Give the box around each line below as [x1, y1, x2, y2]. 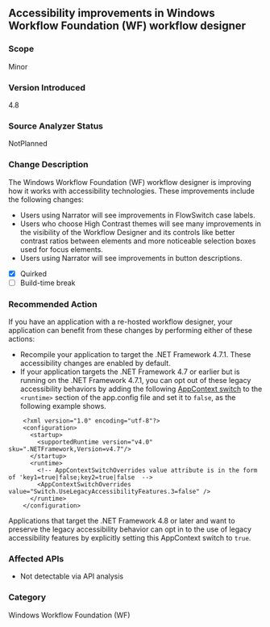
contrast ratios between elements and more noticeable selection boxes [19, 236, 256, 246]
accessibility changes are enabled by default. [19, 359, 171, 368]
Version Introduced [8, 82, 86, 93]
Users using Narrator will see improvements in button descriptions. [19, 253, 243, 263]
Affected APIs [8, 553, 64, 564]
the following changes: [8, 194, 85, 204]
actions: [8, 335, 35, 343]
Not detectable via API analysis [19, 571, 124, 581]
